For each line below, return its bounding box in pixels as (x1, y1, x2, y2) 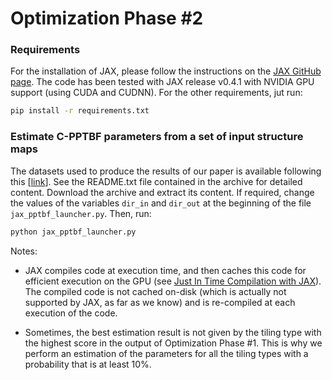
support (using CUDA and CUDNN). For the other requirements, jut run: (10, 87, 303, 99)
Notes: (10, 245, 38, 257)
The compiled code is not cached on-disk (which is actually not (24, 285, 287, 297)
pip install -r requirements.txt (10, 106, 150, 116)
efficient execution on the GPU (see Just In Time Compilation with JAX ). (24, 275, 322, 287)
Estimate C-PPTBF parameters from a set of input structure (10, 130, 304, 144)
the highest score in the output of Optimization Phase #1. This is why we (24, 337, 323, 349)
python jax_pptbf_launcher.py (10, 227, 137, 237)
